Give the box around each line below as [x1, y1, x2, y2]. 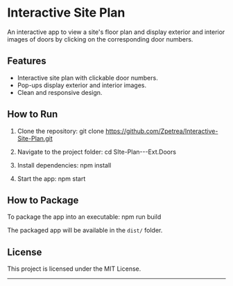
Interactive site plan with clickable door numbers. [17, 73, 158, 82]
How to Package [7, 194, 79, 206]
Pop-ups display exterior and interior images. [17, 81, 147, 89]
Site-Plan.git [17, 134, 53, 143]
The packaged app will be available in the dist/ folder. [7, 226, 163, 235]
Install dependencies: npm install [17, 161, 112, 169]
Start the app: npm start [17, 175, 86, 183]
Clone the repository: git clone [17, 127, 104, 135]
